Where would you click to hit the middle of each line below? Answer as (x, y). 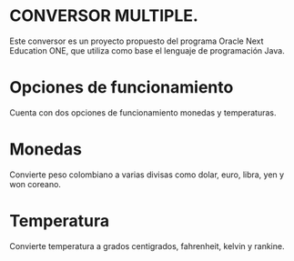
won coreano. (35, 184)
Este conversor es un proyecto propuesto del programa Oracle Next (137, 41)
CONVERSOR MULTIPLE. (104, 16)
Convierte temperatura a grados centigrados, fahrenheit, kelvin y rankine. (147, 246)
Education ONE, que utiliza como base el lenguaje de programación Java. (147, 50)
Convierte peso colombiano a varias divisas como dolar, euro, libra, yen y (147, 175)
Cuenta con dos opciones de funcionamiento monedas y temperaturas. (143, 112)
